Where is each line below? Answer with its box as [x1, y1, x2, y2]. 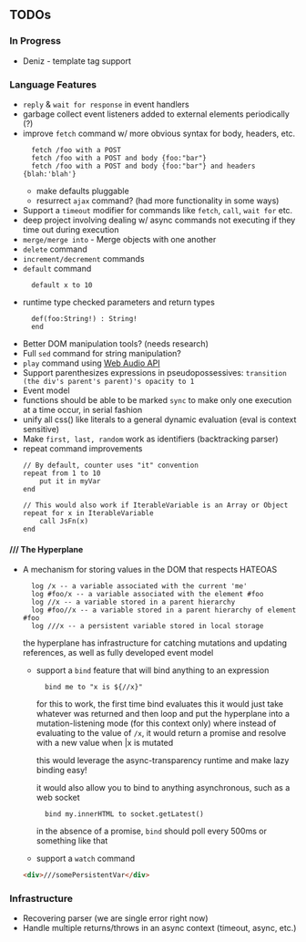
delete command [22, 243, 88, 254]
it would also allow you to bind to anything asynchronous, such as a [36, 782, 291, 793]
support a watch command [36, 853, 135, 864]
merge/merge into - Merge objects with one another [22, 233, 217, 244]
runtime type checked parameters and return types [22, 296, 216, 307]
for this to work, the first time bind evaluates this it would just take [36, 699, 284, 709]
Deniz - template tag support [22, 55, 132, 67]
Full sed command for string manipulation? [22, 347, 182, 358]
